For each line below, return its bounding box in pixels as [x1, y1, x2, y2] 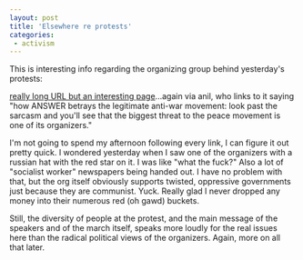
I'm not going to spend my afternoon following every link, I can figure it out [9, 137, 289, 148]
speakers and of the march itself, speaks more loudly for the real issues [9, 223, 278, 234]
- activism [13, 38, 55, 48]
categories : [9, 30, 55, 39]
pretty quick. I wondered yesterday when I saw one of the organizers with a [9, 147, 293, 158]
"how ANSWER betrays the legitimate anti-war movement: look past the [9, 101, 278, 112]
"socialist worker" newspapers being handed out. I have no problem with [9, 166, 283, 177]
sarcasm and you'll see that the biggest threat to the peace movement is [9, 110, 281, 121]
